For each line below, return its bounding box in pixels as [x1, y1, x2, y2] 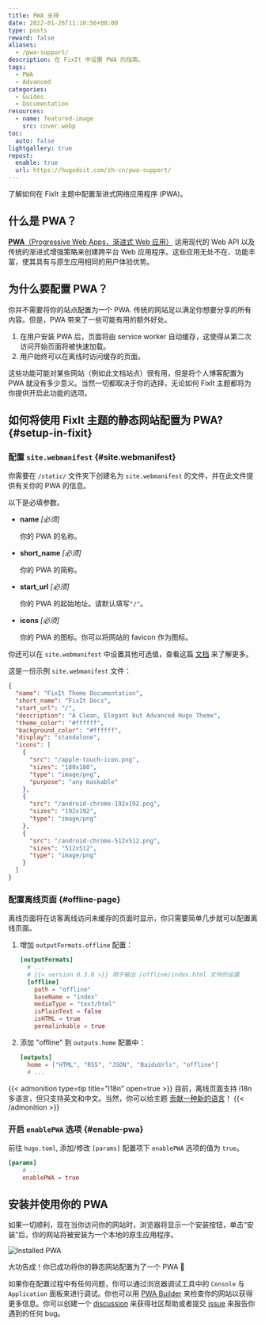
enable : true [15, 159, 59, 167]
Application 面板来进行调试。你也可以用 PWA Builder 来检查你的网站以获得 [8, 1289, 253, 1298]
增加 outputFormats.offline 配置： [19, 940, 134, 950]
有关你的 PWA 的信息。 [14, 481, 91, 491]
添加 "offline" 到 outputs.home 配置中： [19, 1037, 146, 1047]
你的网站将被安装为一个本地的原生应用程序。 [32, 1230, 178, 1240]
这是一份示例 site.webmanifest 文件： [8, 667, 132, 676]
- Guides [15, 93, 44, 101]
